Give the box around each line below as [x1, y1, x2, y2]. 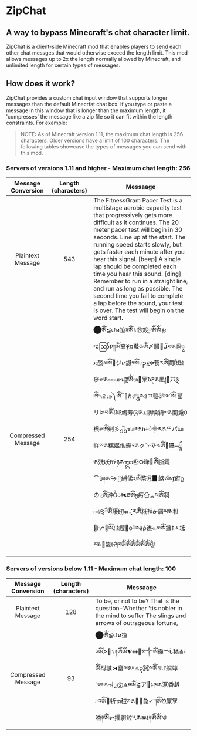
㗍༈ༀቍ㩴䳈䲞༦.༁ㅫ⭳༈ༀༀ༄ [95, 714, 167, 722]
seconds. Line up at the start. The [93, 233, 186, 241]
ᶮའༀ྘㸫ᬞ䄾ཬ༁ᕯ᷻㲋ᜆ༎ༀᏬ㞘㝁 [95, 697, 178, 705]
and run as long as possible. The [93, 285, 183, 293]
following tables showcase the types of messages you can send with [20, 143, 187, 150]
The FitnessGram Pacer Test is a [93, 197, 183, 205]
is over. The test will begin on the [93, 306, 185, 315]
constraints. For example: [6, 119, 67, 126]
